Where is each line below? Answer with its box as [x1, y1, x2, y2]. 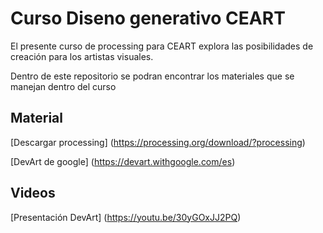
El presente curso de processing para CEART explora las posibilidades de [10, 40, 314, 52]
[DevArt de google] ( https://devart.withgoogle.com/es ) [10, 155, 236, 167]
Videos [10, 185, 56, 202]
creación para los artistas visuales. [10, 50, 154, 62]
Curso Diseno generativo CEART [10, 7, 286, 30]
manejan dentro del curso [10, 80, 117, 92]
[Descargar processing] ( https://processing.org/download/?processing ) [10, 136, 306, 148]
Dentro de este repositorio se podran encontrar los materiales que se [10, 70, 295, 82]
